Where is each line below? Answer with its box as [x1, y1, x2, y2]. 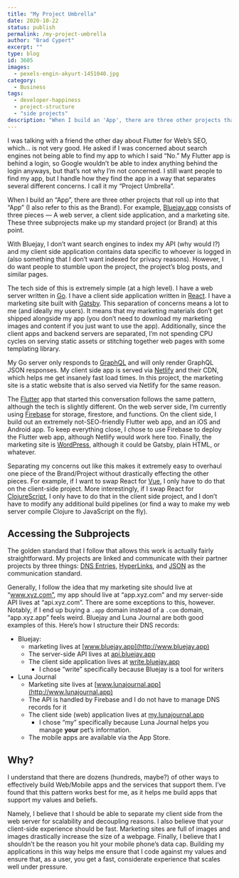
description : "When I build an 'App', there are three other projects [7, 116, 221, 123]
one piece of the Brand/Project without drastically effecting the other [7, 469, 209, 478]
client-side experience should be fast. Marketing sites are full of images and [7, 825, 230, 833]
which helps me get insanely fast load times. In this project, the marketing [7, 373, 223, 382]
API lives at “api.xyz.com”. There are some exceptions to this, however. [7, 598, 216, 607]
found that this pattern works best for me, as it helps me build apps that [7, 788, 217, 797]
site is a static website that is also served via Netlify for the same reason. [7, 381, 221, 389]
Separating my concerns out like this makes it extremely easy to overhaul [7, 461, 222, 470]
